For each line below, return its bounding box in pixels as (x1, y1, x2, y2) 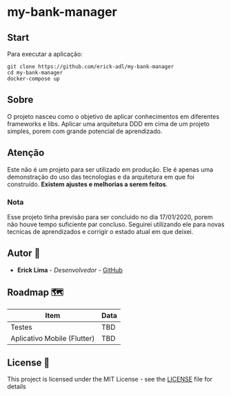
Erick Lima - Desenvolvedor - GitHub (17, 266, 123, 274)
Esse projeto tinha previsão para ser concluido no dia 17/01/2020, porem (7, 212, 213, 221)
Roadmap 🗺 (7, 287, 64, 299)
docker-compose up (7, 75, 60, 82)
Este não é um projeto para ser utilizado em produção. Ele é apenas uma (7, 165, 214, 173)
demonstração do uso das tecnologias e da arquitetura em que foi (7, 172, 194, 181)
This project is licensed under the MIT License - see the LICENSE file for (7, 375, 212, 384)
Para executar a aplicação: (7, 50, 83, 58)
